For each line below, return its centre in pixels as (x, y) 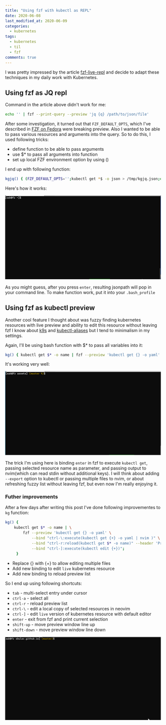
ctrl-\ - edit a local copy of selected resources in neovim (71, 608)
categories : (17, 26)
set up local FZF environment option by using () (61, 160)
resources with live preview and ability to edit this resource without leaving (81, 325)
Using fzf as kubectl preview (50, 308)
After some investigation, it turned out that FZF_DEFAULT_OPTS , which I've (78, 124)
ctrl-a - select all (30, 598)
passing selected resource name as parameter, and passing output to (76, 468)
